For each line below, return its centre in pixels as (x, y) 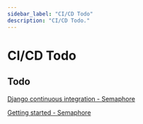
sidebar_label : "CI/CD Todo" (50, 14)
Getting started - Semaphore (49, 112)
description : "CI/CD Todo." (49, 21)
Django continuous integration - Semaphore (71, 98)
